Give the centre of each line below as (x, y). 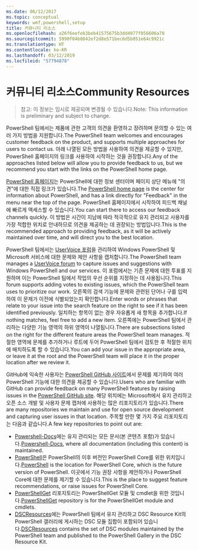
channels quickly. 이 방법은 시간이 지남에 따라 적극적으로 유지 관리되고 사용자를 (98, 217)
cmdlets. (25, 507)
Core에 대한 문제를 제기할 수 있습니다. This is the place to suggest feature (101, 480)
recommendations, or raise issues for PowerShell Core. (82, 486)
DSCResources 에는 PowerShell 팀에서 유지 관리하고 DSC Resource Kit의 (100, 514)
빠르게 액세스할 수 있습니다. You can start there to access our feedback (96, 210)
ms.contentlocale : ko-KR (37, 50)
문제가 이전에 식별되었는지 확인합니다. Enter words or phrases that (100, 299)
